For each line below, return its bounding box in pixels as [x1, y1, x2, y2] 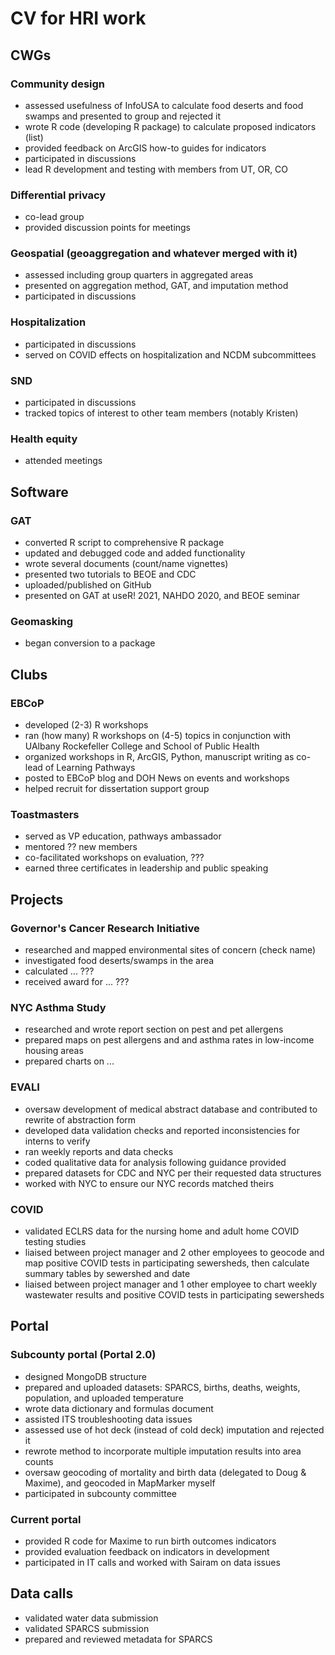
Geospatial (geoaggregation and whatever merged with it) [10, 247, 298, 261]
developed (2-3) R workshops [24, 719, 149, 731]
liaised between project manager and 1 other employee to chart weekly [24, 1278, 318, 1290]
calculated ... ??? [24, 965, 95, 977]
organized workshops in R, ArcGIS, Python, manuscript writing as [24, 751, 295, 763]
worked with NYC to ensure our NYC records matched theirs [24, 1177, 275, 1189]
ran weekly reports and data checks [24, 1145, 174, 1157]
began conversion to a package [24, 637, 156, 649]
